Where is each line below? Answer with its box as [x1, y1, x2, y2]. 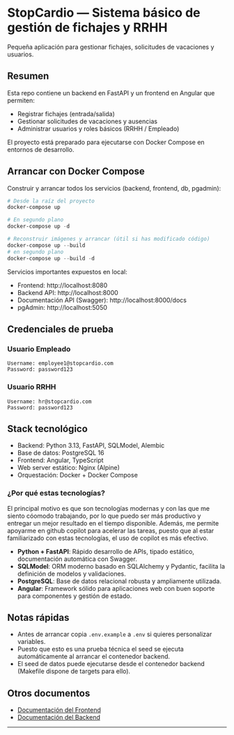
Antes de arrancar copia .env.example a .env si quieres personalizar [17, 630, 212, 638]
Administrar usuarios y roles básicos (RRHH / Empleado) [17, 124, 180, 133]
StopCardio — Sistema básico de [7, 5, 201, 21]
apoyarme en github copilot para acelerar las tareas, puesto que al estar [7, 526, 214, 535]
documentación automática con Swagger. [17, 555, 137, 563]
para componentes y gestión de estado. [17, 592, 132, 600]
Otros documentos [7, 687, 91, 699]
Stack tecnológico [7, 422, 88, 434]
